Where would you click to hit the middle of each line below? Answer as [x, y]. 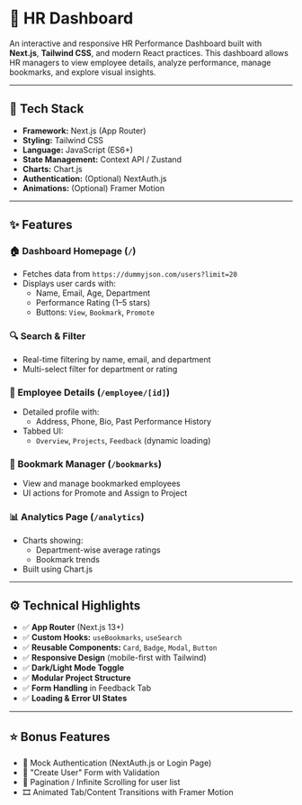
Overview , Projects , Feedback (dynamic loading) [123, 441]
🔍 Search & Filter [48, 336]
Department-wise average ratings [98, 550]
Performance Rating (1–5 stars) [93, 303]
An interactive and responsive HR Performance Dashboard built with [136, 43]
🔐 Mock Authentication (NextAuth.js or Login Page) [117, 763]
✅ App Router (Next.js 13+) [73, 627]
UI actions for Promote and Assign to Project [105, 493]
